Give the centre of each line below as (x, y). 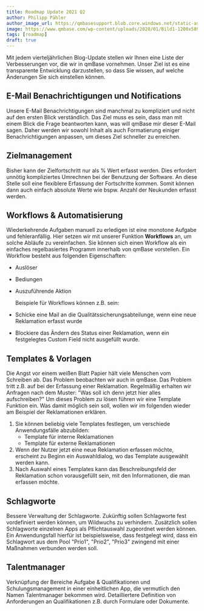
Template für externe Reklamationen (70, 443)
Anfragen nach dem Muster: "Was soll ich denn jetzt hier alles (83, 393)
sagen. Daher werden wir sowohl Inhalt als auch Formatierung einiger (93, 130)
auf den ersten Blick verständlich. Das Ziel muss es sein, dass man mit (94, 117)
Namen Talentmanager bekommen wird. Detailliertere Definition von (91, 595)
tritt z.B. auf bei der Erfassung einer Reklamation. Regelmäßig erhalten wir (99, 386)
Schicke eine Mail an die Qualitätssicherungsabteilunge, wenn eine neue (105, 315)
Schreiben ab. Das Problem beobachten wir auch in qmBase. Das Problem (99, 380)
